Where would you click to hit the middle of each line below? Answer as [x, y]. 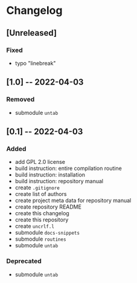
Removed [21, 99]
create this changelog [42, 213]
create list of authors [41, 194]
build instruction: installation [50, 175]
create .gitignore [37, 187]
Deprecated [24, 261]
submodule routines [40, 239]
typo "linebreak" [35, 63]
